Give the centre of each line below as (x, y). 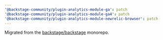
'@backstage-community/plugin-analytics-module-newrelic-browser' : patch (81, 19)
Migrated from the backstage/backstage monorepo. (57, 33)
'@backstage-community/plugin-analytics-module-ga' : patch (66, 10)
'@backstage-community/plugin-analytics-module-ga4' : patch (67, 14)
